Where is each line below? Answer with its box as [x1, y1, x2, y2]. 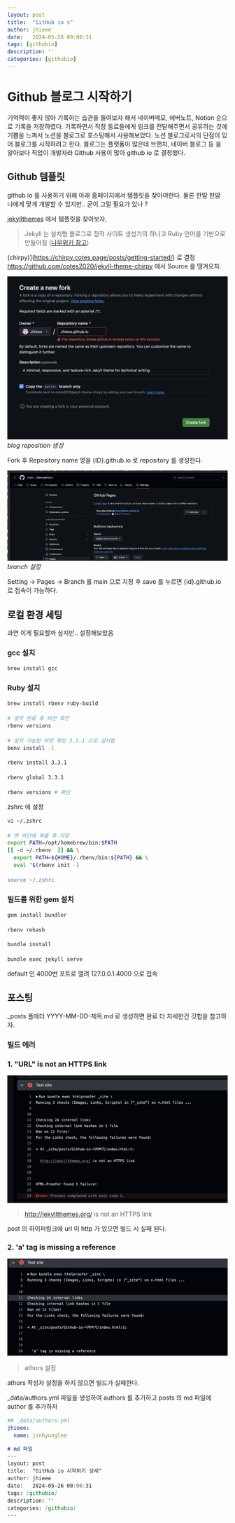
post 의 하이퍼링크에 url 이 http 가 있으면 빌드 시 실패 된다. [7, 1224, 167, 1233]
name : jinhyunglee [13, 1432, 68, 1439]
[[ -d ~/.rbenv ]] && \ [7, 847, 80, 854]
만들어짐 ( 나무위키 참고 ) [24, 238, 90, 247]
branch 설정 [7, 563, 41, 571]
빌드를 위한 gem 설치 [7, 894, 74, 904]
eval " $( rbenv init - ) [13, 862, 80, 869]
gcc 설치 [7, 648, 36, 657]
